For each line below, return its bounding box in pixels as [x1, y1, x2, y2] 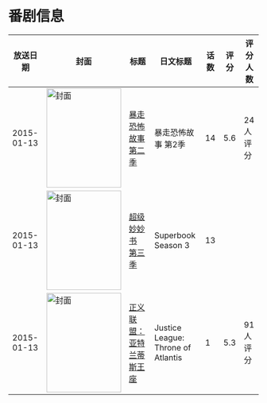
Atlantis [153, 351, 183, 362]
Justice [153, 322, 182, 333]
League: [153, 331, 185, 343]
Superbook [153, 230, 196, 241]
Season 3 [153, 239, 190, 250]
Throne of [153, 342, 192, 353]
